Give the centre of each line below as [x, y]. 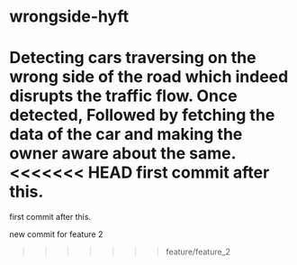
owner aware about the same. [123, 154]
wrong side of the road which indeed [149, 77]
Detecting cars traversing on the [133, 58]
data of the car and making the [126, 135]
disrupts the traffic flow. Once [123, 96]
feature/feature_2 [198, 252]
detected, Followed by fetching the [142, 115]
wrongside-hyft [69, 17]
